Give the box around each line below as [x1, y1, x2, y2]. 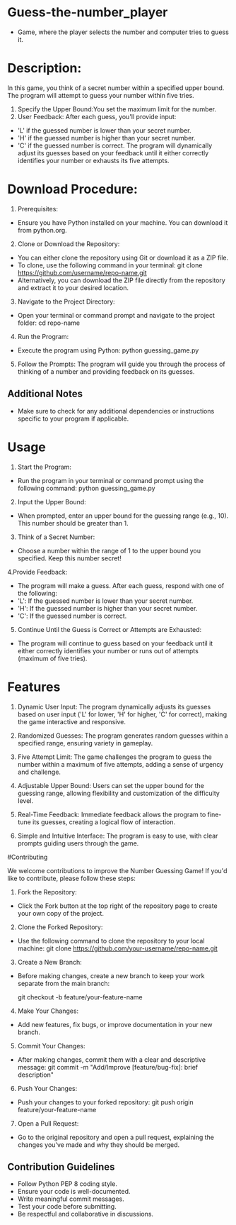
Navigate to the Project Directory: [17, 297, 115, 306]
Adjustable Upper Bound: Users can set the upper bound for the [17, 781, 205, 789]
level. [17, 796, 34, 805]
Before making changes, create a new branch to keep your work [17, 971, 205, 980]
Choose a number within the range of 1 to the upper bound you [17, 546, 201, 555]
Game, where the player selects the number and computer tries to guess [17, 28, 230, 36]
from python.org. [17, 226, 67, 234]
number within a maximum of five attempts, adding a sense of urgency [17, 760, 224, 768]
